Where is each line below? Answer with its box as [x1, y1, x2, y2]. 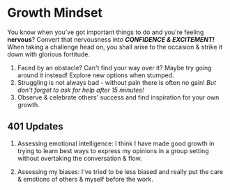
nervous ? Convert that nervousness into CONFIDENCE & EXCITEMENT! [7, 35, 215, 43]
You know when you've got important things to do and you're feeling [7, 28, 204, 36]
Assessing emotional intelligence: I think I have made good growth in [17, 139, 215, 148]
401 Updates [7, 120, 64, 133]
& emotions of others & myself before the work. [17, 175, 153, 183]
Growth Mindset [7, 5, 103, 21]
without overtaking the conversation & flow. [17, 154, 142, 162]
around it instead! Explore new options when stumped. [17, 71, 174, 79]
